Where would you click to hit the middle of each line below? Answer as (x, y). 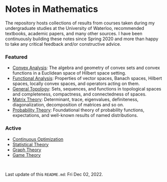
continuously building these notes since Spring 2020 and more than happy (82, 39)
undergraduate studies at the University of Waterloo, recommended (75, 28)
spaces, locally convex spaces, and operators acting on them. (76, 84)
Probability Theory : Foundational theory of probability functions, (78, 110)
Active (13, 128)
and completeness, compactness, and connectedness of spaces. (80, 94)
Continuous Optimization (38, 139)
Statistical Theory (30, 144)
